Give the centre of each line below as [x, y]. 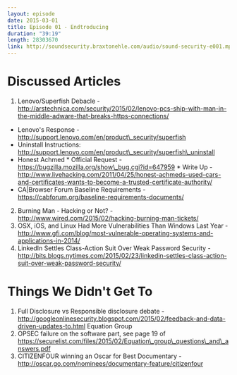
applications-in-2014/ [49, 240]
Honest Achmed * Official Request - [69, 159]
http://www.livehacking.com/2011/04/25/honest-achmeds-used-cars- [119, 174]
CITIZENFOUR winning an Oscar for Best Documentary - [99, 356]
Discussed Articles [64, 81]
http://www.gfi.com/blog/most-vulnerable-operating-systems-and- [115, 233]
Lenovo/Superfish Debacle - [59, 101]
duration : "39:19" [34, 33]
